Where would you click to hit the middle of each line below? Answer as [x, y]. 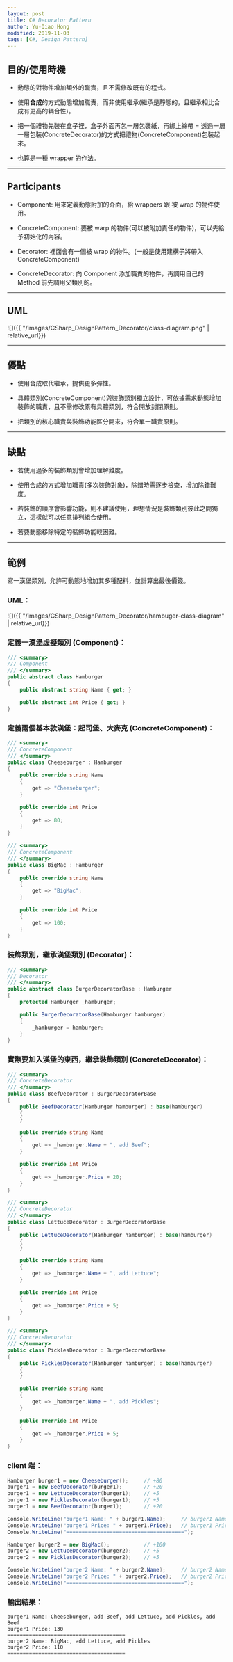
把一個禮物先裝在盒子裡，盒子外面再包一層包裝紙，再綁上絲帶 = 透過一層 [121, 125]
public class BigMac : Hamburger [55, 865]
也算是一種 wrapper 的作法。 [58, 158]
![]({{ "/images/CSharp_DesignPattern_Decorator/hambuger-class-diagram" [116, 616]
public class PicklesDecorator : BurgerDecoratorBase [87, 1350]
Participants [34, 187]
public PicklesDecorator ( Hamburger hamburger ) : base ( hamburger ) [116, 1363]
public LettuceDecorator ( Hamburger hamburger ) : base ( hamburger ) [116, 1235]
